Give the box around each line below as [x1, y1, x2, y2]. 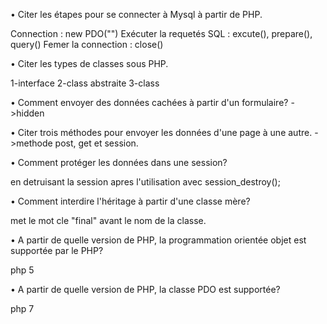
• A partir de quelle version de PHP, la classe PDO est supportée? [10, 284, 281, 295]
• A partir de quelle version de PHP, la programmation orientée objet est [10, 234, 307, 246]
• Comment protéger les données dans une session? [10, 157, 228, 168]
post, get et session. [54, 137, 139, 149]
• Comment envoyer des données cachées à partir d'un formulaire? [10, 97, 289, 108]
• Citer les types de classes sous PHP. [10, 58, 169, 69]
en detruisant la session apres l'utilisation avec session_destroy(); [10, 176, 281, 188]
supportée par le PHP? [10, 245, 104, 256]
